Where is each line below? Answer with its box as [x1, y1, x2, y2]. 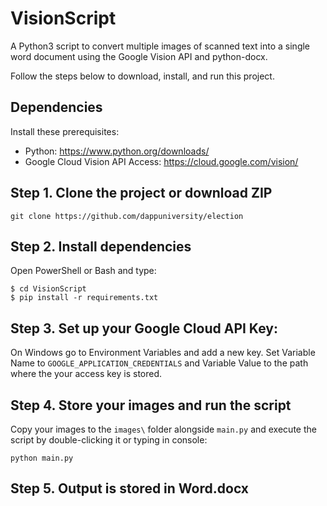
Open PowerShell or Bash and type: [10, 265, 157, 277]
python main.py [10, 453, 74, 463]
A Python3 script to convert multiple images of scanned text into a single [10, 40, 311, 52]
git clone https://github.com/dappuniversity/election [10, 211, 244, 221]
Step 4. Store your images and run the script [10, 397, 292, 414]
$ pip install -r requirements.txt [10, 293, 159, 303]
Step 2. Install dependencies [10, 238, 192, 255]
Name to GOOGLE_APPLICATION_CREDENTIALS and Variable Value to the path [10, 357, 309, 369]
